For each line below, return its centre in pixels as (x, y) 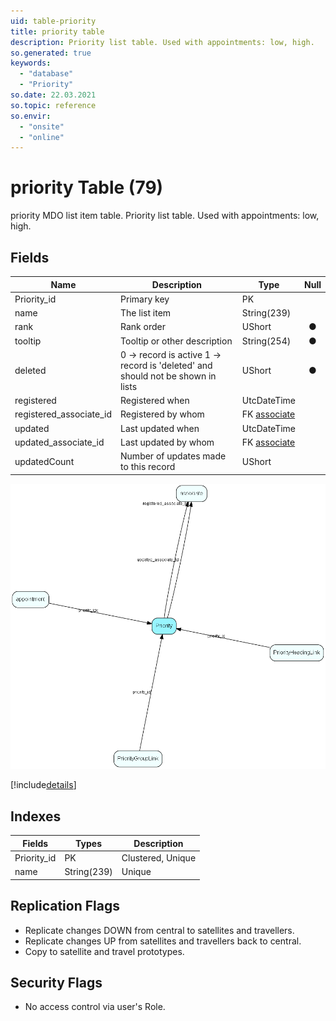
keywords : (31, 63)
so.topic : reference (53, 105)
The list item (146, 313)
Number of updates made (173, 456)
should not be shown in (168, 376)
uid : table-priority (53, 21)
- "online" (42, 137)
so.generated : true (51, 53)
